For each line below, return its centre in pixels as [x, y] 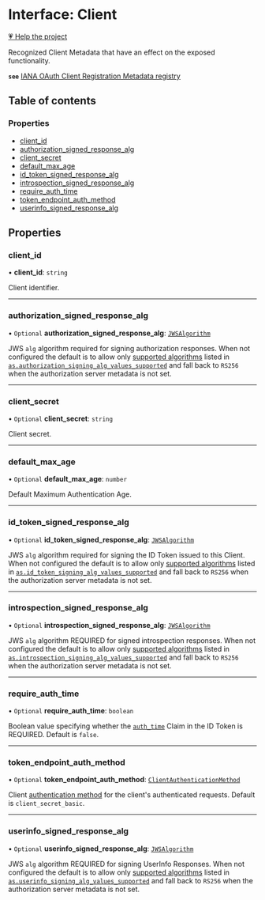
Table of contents [52, 101]
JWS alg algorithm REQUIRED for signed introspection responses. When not [132, 640]
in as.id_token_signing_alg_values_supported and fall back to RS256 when [128, 572]
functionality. [30, 60]
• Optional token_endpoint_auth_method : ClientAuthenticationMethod [124, 780]
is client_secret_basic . [47, 804]
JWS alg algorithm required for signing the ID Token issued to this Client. [127, 554]
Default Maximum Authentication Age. [70, 494]
